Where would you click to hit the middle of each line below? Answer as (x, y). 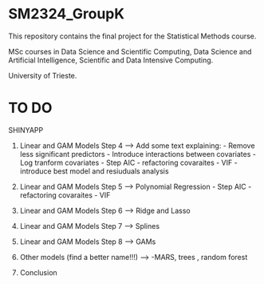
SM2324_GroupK (67, 14)
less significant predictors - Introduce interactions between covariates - (138, 154)
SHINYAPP (26, 130)
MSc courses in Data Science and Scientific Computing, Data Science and (130, 51)
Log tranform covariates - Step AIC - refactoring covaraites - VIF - (128, 162)
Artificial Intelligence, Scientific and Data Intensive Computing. (111, 60)
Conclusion (38, 272)
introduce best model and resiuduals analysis (94, 171)
